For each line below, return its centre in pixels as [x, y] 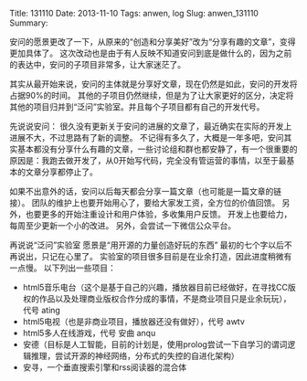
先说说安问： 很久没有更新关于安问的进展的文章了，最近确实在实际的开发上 [151, 126]
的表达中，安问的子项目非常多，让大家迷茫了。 [97, 64]
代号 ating [42, 310]
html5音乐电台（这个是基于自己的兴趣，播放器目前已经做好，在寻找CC [155, 287]
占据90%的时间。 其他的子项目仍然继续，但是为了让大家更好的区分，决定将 [152, 95]
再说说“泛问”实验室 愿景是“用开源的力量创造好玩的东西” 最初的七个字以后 [147, 245]
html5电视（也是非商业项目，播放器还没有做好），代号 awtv [133, 322]
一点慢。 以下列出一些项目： [63, 268]
